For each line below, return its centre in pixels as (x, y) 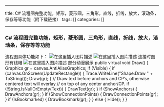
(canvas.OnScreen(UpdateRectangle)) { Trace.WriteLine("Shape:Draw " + (79, 73)
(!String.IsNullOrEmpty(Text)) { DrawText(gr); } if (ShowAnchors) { (71, 89)
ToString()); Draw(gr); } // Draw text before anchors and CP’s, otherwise (77, 79)
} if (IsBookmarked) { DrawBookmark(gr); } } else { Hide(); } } (66, 99)
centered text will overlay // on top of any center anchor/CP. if (67, 84)
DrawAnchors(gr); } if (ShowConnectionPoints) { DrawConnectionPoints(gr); (82, 94)
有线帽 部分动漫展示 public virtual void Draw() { (79, 63)
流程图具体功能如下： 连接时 (78, 57)
